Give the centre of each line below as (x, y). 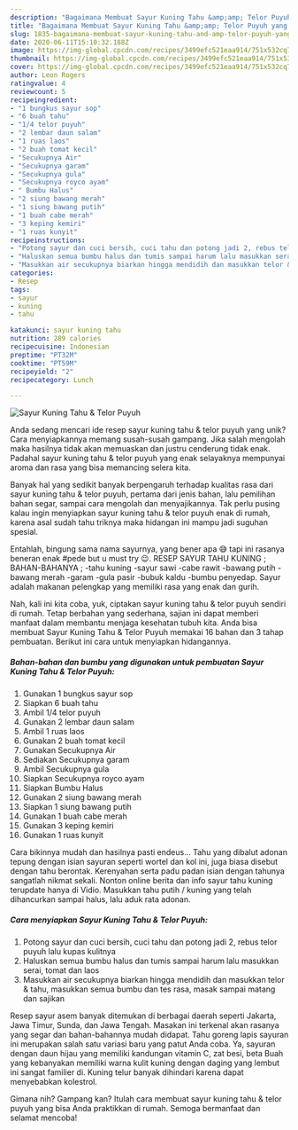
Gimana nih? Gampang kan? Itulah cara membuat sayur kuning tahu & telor (146, 1099)
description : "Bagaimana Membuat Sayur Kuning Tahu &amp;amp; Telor (139, 17)
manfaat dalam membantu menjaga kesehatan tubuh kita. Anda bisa (134, 623)
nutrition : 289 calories (56, 339)
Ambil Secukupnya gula (66, 769)
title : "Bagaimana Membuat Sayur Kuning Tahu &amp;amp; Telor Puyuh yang (149, 26)
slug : (20, 34)
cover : (22, 67)
